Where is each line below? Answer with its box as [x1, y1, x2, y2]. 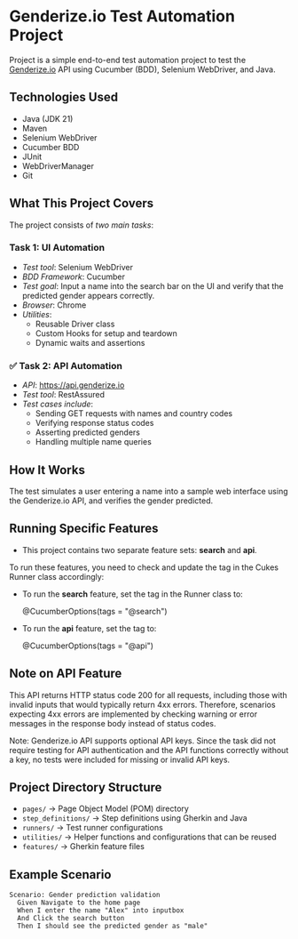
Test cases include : [21, 398, 94, 410]
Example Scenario [9, 867, 112, 882]
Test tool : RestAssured [21, 389, 105, 400]
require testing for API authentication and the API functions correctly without [9, 744, 289, 755]
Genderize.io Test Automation [9, 6, 235, 27]
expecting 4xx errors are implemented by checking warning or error [9, 709, 258, 719]
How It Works [9, 462, 86, 478]
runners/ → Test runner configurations [21, 823, 164, 833]
